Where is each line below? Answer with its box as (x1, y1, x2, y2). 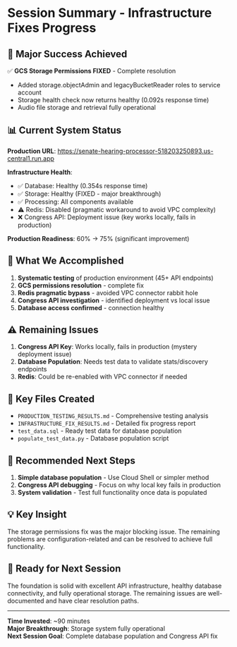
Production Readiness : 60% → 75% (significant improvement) (7, 234, 190, 242)
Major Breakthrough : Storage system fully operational (7, 624, 166, 632)
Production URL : (7, 147, 56, 155)
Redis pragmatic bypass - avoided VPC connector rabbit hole (17, 288, 199, 297)
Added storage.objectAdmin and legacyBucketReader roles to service (17, 81, 221, 89)
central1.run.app (7, 154, 55, 163)
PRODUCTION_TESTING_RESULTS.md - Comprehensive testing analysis (17, 412, 209, 420)
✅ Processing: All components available (17, 197, 134, 206)
